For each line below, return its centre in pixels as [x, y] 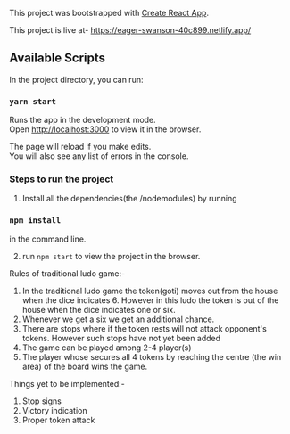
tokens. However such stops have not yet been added [121, 338]
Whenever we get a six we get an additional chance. [118, 319]
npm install [35, 221]
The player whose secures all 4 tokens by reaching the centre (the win [152, 356]
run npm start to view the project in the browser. [111, 256]
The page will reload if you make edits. [80, 147]
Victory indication [54, 410]
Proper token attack [58, 420]
